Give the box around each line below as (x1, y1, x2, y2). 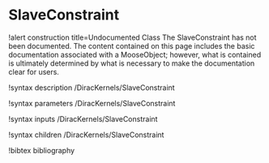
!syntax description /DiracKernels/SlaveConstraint (8, 83, 176, 92)
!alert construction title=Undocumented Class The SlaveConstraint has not (8, 32, 257, 42)
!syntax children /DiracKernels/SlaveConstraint (8, 130, 164, 139)
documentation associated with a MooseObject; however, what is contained (8, 49, 262, 59)
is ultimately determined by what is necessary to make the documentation (8, 58, 255, 68)
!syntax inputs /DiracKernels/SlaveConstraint (8, 114, 158, 123)
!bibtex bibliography (8, 145, 75, 155)
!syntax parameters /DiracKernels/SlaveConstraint (8, 98, 176, 108)
